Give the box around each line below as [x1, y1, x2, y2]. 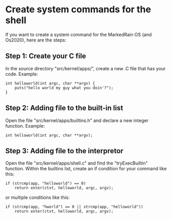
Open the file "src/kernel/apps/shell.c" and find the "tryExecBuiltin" [5, 160, 148, 166]
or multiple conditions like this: [5, 194, 70, 201]
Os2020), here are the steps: [5, 37, 67, 43]
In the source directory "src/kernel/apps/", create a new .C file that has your [5, 65, 166, 71]
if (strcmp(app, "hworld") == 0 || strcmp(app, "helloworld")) [5, 204, 144, 210]
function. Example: [5, 123, 45, 129]
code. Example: [5, 71, 39, 77]
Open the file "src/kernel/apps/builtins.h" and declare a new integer [5, 117, 149, 124]
